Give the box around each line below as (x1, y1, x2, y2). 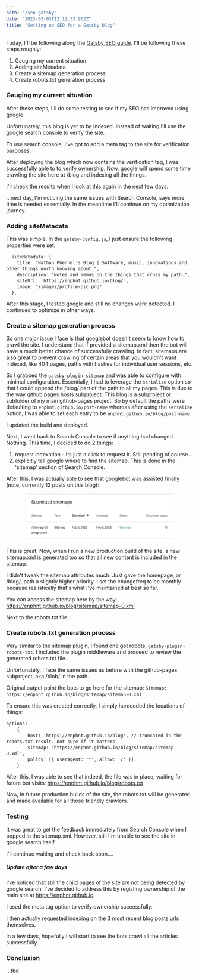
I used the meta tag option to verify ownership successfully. (6, 903, 153, 910)
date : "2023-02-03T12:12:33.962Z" (6, 16, 92, 22)
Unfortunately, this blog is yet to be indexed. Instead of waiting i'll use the (6, 122, 186, 129)
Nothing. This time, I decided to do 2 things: (6, 439, 114, 447)
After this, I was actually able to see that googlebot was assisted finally (6, 475, 180, 483)
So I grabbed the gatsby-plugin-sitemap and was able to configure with (6, 372, 181, 379)
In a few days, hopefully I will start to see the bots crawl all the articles (6, 932, 178, 940)
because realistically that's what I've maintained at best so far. (6, 585, 159, 592)
